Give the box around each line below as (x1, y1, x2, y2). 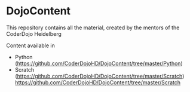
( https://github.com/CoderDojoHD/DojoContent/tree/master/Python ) (14, 60, 183, 67)
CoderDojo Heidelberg (6, 30, 62, 37)
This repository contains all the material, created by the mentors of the (6, 24, 180, 31)
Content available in (6, 42, 55, 49)
